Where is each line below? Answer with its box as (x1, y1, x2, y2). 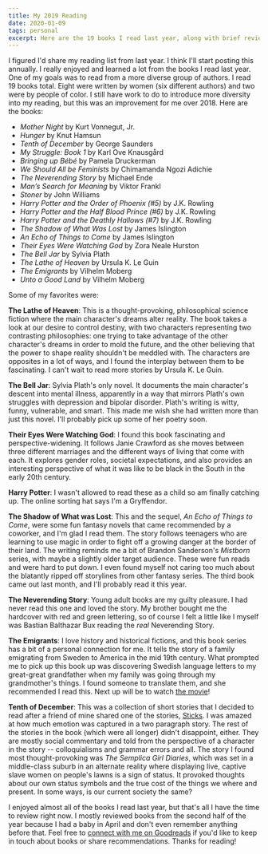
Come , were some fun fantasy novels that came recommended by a (8, 520, 231, 530)
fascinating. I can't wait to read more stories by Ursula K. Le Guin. (8, 365, 224, 375)
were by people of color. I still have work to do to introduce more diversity (8, 89, 251, 100)
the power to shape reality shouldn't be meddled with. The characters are (8, 348, 250, 358)
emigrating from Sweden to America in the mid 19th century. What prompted (8, 653, 259, 662)
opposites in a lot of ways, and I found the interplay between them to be (8, 357, 245, 366)
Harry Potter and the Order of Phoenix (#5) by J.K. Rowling (19, 199, 214, 208)
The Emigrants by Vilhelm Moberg (19, 267, 132, 276)
